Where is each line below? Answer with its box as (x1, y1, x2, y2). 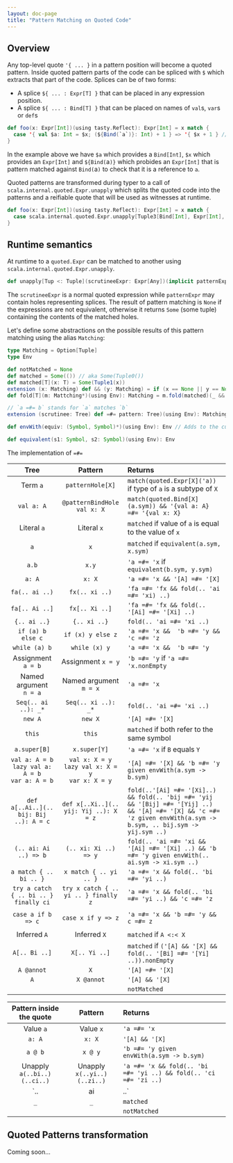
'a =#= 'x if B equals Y (127, 745, 200, 754)
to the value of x (127, 527, 180, 537)
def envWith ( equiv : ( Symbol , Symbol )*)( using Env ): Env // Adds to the (7, 423, 218, 431)
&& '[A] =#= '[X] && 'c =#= (127, 807, 221, 815)
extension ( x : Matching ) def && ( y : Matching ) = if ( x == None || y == (7, 385, 219, 393)
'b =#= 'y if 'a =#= (127, 653, 189, 662)
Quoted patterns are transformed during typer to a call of (7, 178, 171, 186)
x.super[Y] (72, 745, 109, 753)
